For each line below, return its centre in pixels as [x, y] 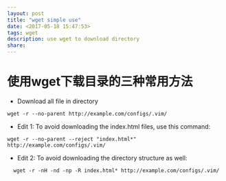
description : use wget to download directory [73, 39]
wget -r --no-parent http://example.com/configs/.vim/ [87, 114]
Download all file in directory [57, 101]
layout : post [26, 13]
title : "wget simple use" [44, 20]
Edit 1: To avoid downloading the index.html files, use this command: [114, 126]
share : [16, 45]
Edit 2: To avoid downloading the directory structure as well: [102, 158]
